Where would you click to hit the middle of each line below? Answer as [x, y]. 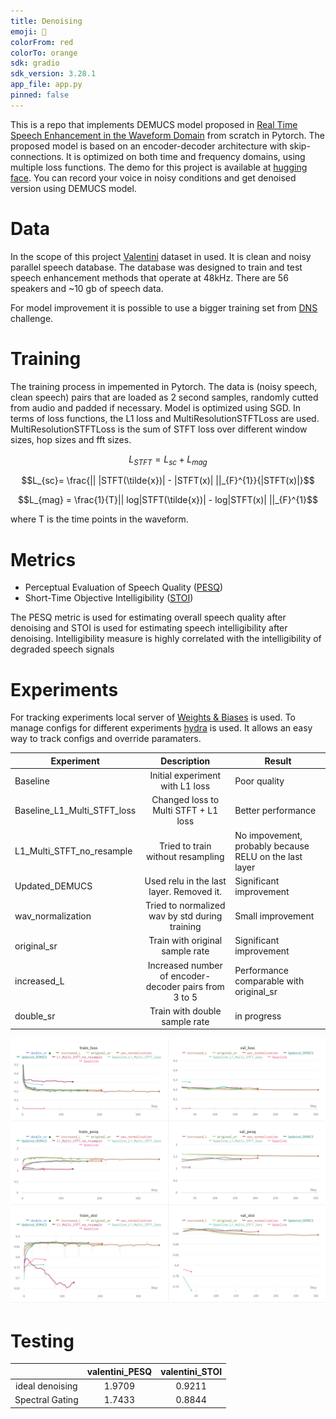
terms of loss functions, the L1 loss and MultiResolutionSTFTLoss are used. [165, 418]
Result [278, 761]
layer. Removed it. [185, 891]
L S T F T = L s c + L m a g [168, 460]
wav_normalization [53, 916]
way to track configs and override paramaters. [106, 739]
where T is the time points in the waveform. [99, 519]
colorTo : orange [44, 53]
